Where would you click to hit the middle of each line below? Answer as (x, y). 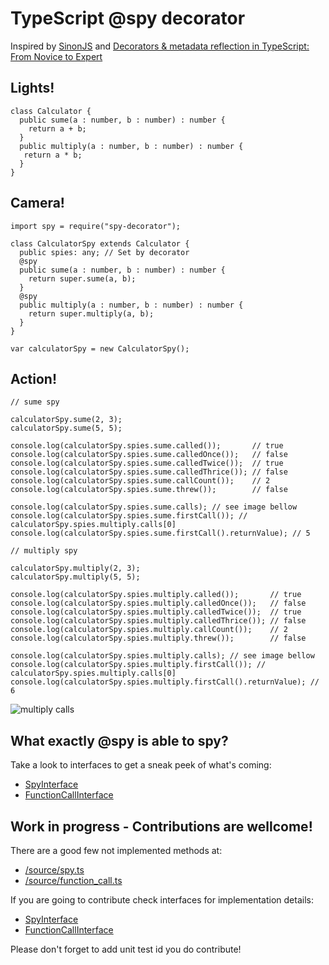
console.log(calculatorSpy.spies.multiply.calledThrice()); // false (158, 621)
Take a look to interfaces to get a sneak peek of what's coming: (141, 765)
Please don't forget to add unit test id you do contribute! (126, 949)
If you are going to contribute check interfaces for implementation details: (162, 900)
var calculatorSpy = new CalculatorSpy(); (100, 348)
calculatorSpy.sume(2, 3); (66, 420)
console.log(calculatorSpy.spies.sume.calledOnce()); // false (149, 455)
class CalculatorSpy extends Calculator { (100, 243)
